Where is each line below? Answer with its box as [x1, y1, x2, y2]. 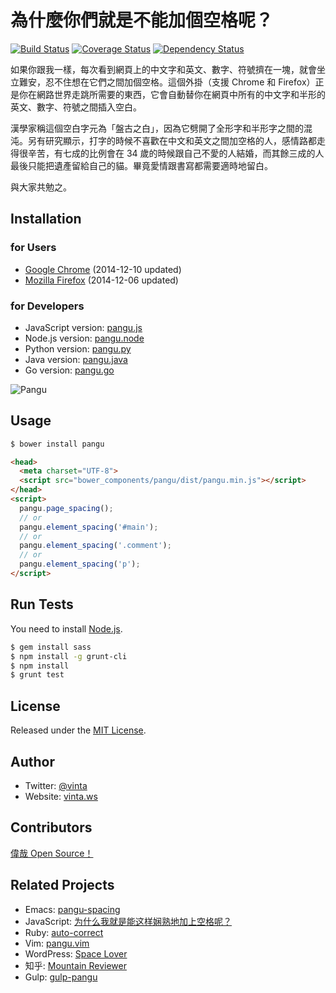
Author [10, 753, 55, 770]
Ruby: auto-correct [24, 926, 104, 938]
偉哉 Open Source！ [10, 847, 94, 859]
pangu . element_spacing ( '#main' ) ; [19, 522, 159, 532]
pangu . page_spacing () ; [19, 503, 114, 513]
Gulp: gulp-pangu [24, 971, 98, 983]
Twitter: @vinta [24, 779, 88, 791]
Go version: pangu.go [24, 364, 115, 376]
